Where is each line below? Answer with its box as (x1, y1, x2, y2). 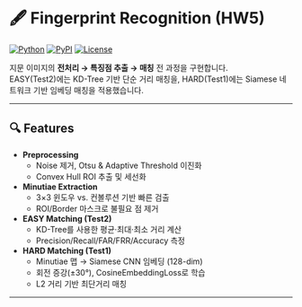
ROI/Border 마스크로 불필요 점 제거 (35, 203, 159, 214)
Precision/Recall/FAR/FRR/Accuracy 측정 (35, 235, 186, 246)
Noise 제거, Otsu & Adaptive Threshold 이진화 (35, 160, 202, 171)
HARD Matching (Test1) (22, 245, 112, 256)
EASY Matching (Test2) (22, 213, 112, 224)
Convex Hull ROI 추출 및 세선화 (35, 171, 147, 181)
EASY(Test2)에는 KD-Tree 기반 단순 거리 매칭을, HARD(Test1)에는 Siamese (9, 74, 278, 84)
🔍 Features (9, 121, 75, 136)
